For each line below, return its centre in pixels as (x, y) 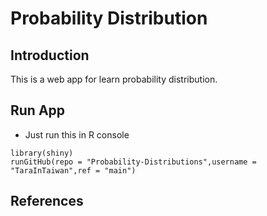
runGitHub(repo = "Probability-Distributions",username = (133, 162)
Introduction (50, 55)
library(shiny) (42, 153)
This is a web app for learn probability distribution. (114, 79)
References (47, 201)
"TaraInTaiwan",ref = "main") (73, 170)
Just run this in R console (77, 134)
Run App (38, 110)
